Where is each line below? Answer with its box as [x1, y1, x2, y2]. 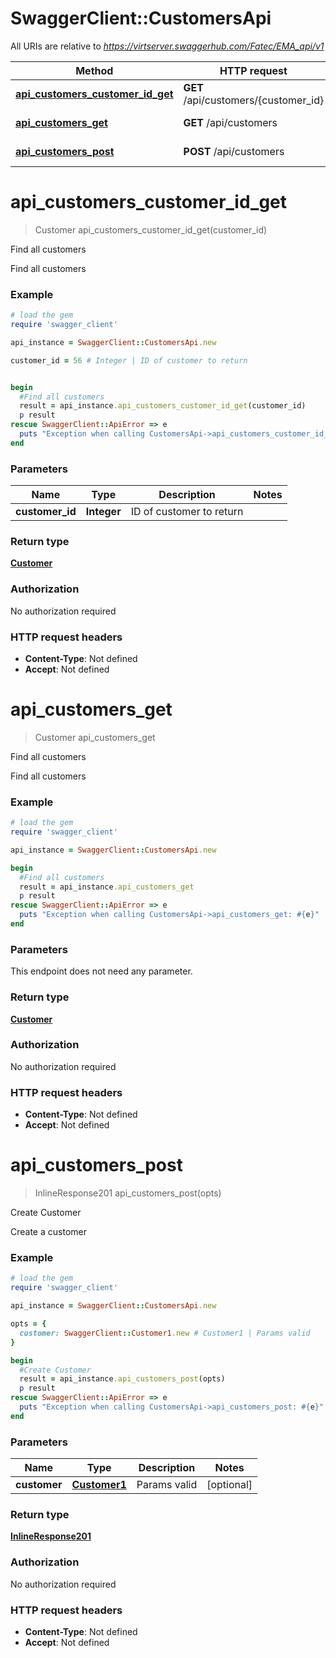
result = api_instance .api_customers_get [19, 882, 195, 892]
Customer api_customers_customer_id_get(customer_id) [34, 223, 268, 236]
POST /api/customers [183, 144, 285, 158]
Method [75, 63, 114, 77]
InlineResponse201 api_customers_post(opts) [34, 1187, 222, 1199]
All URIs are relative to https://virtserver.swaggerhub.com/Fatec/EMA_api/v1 [10, 40, 325, 52]
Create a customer [10, 1226, 87, 1238]
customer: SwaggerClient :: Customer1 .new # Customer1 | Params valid [19, 1328, 311, 1338]
